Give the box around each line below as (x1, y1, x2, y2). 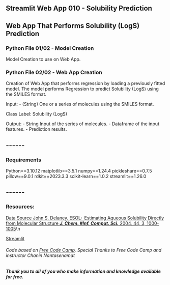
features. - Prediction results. (6, 126, 67, 132)
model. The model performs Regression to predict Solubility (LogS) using (6, 86, 159, 92)
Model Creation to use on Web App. (6, 56, 81, 63)
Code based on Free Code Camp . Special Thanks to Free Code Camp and (6, 247, 162, 253)
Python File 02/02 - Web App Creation (6, 69, 102, 76)
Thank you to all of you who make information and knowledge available (6, 268, 161, 274)
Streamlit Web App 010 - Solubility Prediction (6, 4, 152, 13)
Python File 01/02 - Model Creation (6, 44, 94, 51)
